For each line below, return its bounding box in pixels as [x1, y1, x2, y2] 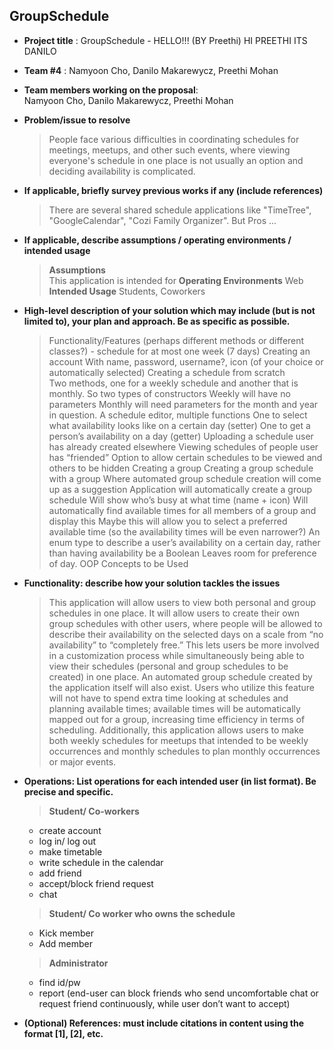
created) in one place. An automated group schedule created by [48, 670, 313, 683]
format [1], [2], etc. [23, 1027, 104, 1039]
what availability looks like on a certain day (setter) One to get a [48, 419, 311, 431]
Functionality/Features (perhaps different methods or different [48, 334, 305, 346]
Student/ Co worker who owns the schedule [48, 907, 236, 919]
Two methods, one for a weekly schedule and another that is [48, 377, 299, 389]
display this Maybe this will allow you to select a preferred [48, 515, 288, 527]
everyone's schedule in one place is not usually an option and [48, 154, 304, 166]
